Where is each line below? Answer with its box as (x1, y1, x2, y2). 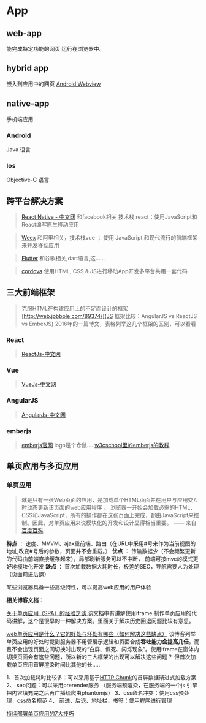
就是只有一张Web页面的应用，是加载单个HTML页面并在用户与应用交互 (21, 496, 199, 503)
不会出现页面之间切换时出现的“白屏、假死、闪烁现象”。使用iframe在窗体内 (11, 645, 199, 653)
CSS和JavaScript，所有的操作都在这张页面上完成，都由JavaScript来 (21, 511, 194, 518)
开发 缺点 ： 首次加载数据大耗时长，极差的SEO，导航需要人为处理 (32, 562, 199, 570)
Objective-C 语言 (6, 176, 50, 184)
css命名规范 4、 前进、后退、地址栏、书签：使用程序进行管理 (17, 697, 172, 704)
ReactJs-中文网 (21, 350, 61, 358)
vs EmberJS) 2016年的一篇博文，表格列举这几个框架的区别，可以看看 (21, 320, 196, 327)
